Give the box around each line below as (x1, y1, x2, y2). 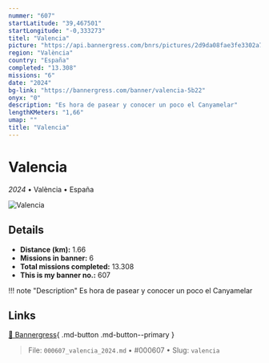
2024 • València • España (8, 184, 94, 194)
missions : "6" (8, 71, 56, 79)
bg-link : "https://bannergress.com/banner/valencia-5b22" (8, 86, 206, 95)
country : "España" (8, 57, 70, 65)
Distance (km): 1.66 (19, 244, 86, 254)
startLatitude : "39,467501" (8, 19, 102, 27)
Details (8, 224, 44, 237)
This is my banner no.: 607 (19, 270, 110, 280)
